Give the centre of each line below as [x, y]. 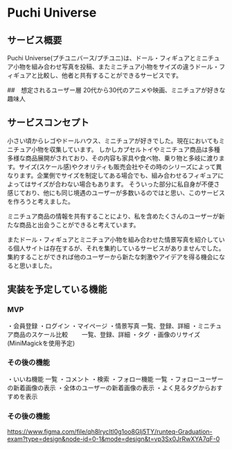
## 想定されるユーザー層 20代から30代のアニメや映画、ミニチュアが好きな [116, 90]
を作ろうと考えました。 [41, 201]
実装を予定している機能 [57, 289]
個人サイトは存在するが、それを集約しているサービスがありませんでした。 [119, 248]
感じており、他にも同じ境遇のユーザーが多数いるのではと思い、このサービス [116, 193]
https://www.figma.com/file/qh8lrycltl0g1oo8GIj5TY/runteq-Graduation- [110, 432]
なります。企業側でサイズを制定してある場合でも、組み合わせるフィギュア [113, 175]
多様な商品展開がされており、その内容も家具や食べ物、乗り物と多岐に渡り [113, 158]
